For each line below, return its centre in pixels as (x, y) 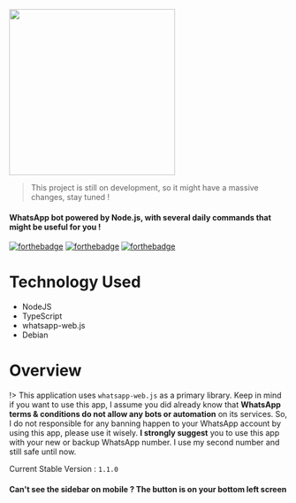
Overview (46, 371)
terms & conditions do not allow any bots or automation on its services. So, (148, 414)
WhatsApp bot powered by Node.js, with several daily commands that (140, 217)
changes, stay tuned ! (70, 197)
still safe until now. (43, 452)
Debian (35, 335)
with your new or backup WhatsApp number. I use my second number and (144, 443)
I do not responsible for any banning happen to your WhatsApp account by (145, 423)
